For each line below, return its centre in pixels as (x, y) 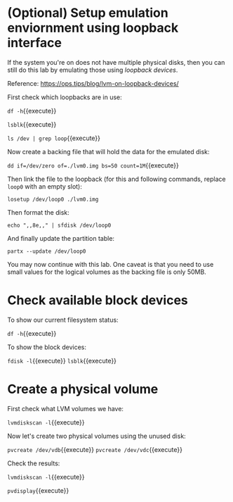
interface (34, 43)
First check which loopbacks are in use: (65, 97)
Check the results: (34, 463)
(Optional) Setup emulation (88, 13)
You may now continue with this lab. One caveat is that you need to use (111, 264)
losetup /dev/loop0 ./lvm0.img (53, 199)
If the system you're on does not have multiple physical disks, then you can (116, 62)
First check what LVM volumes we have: (66, 408)
